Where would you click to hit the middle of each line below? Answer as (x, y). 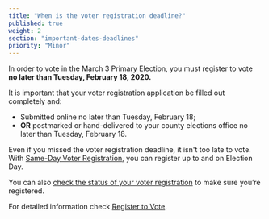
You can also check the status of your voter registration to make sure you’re (134, 183)
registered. (26, 191)
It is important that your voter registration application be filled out (117, 93)
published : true (36, 23)
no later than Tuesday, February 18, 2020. (80, 77)
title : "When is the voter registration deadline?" (97, 16)
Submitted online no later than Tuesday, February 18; (108, 117)
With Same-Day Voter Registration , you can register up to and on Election (130, 159)
